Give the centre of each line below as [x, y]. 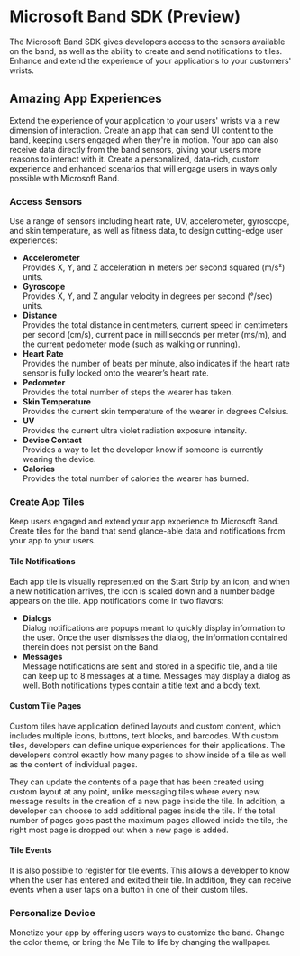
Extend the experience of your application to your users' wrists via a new [145, 120]
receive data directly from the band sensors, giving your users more [136, 149]
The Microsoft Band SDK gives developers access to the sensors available [147, 42]
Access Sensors [46, 201]
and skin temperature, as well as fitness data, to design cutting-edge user [146, 231]
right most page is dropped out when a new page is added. [119, 830]
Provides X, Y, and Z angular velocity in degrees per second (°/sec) [147, 296]
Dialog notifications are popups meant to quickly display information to [154, 627]
